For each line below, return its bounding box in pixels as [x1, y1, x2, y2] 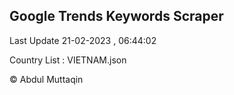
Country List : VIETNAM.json [9, 54, 127, 66]
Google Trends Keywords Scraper [9, 8, 224, 25]
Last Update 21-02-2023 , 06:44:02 [9, 34, 157, 46]
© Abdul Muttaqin [9, 73, 84, 85]
